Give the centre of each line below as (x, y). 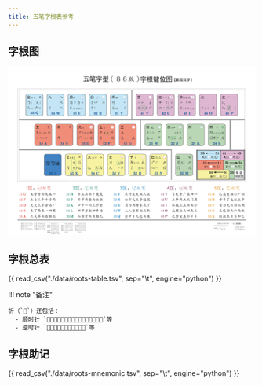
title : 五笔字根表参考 (41, 17)
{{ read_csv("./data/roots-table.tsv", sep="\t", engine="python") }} (115, 278)
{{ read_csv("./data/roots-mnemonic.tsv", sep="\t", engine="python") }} (124, 373)
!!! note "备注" (31, 295)
